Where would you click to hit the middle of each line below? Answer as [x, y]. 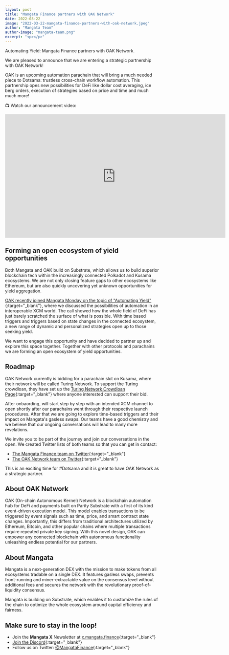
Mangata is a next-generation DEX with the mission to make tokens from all [81, 569]
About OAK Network [37, 489]
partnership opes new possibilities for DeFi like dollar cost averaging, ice [78, 85]
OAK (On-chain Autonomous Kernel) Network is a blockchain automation [78, 501]
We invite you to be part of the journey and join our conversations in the [77, 439]
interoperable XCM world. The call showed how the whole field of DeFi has [80, 310]
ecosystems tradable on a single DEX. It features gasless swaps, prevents [80, 574]
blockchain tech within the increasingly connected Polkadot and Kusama [78, 275]
